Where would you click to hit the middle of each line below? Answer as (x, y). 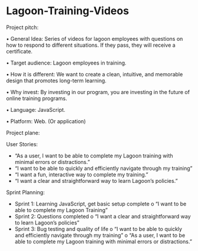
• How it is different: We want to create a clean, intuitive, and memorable (95, 74)
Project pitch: (22, 27)
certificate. (19, 51)
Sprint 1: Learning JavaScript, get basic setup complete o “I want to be (100, 204)
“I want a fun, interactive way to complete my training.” (82, 174)
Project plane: (23, 133)
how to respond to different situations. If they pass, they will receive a (91, 45)
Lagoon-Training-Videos (68, 11)
